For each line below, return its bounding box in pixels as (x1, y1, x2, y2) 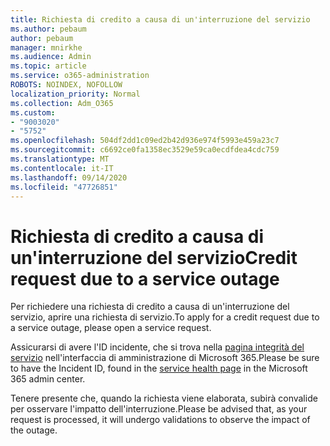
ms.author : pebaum (10, 24, 87, 34)
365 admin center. (10, 373, 86, 385)
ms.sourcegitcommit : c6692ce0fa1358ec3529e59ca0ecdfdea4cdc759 (10, 145, 280, 155)
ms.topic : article (10, 61, 87, 71)
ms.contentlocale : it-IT (10, 163, 114, 173)
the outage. (10, 424, 58, 436)
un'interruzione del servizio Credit (10, 246, 298, 269)
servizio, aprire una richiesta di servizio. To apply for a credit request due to (10, 311, 320, 323)
